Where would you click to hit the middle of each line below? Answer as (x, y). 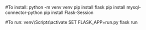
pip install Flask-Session (68, 12)
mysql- (134, 7)
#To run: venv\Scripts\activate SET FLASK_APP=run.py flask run (71, 22)
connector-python (24, 12)
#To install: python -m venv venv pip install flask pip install (65, 7)
